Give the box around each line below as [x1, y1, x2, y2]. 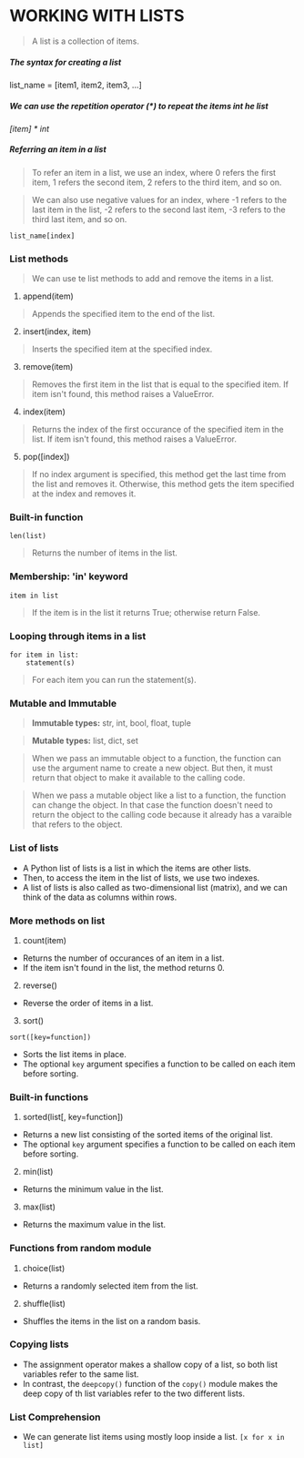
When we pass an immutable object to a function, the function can [31, 753, 282, 764]
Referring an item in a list [9, 144, 106, 155]
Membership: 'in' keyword [9, 570, 129, 583]
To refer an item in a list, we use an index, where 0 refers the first [31, 167, 276, 178]
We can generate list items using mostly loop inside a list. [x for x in [22, 1432, 285, 1443]
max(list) [22, 1201, 56, 1212]
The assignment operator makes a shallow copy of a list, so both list [22, 1359, 279, 1370]
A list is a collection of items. [31, 36, 139, 46]
